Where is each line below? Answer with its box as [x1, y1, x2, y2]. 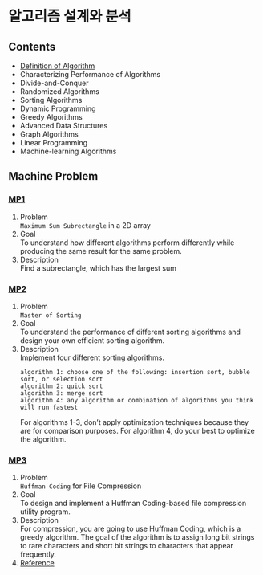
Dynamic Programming [19, 104, 96, 113]
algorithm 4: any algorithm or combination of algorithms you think [19, 396, 254, 404]
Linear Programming [19, 138, 88, 147]
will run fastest [19, 403, 79, 411]
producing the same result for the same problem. [19, 246, 182, 255]
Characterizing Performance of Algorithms [19, 70, 161, 79]
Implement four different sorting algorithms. [19, 353, 164, 362]
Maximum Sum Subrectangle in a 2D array [19, 220, 151, 230]
